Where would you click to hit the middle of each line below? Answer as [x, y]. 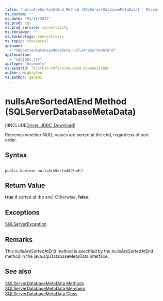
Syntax [16, 155]
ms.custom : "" [19, 14]
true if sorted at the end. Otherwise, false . [47, 197]
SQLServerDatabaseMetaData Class [41, 293]
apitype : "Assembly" [26, 64]
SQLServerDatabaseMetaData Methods [44, 283]
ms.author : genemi [24, 77]
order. [11, 140]
